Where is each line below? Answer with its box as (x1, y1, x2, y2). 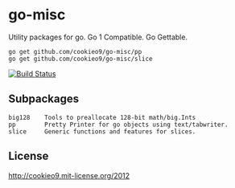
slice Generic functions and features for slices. (8, 127, 196, 136)
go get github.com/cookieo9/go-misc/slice (8, 55, 153, 63)
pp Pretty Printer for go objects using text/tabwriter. (8, 121, 229, 129)
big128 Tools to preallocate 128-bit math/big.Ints (8, 113, 196, 121)
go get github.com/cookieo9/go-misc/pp (8, 47, 142, 55)
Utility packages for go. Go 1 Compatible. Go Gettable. (8, 32, 188, 42)
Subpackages (8, 92, 79, 106)
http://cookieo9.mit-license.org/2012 (8, 170, 130, 180)
